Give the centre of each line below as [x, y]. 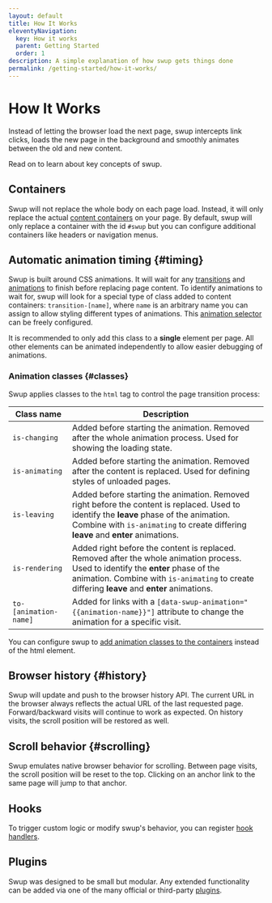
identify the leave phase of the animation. [151, 515]
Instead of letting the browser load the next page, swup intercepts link [125, 131]
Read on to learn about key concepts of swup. [85, 163]
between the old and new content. [66, 148]
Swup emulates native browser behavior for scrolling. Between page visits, [133, 766]
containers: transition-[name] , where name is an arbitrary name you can [128, 305]
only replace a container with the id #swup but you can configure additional [132, 226]
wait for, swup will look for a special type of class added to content [120, 297]
